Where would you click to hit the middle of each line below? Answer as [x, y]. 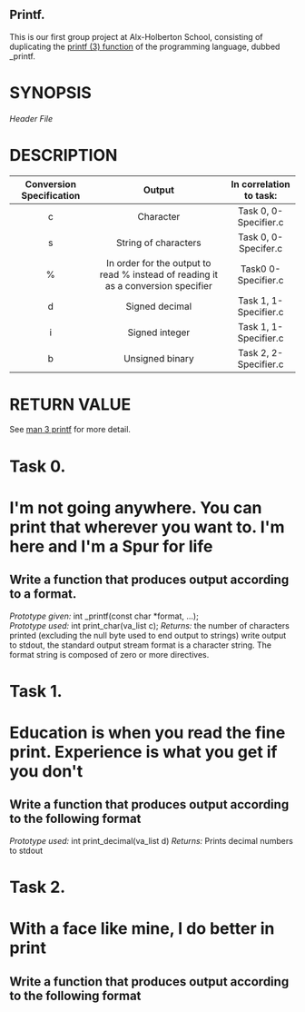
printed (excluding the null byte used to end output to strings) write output [148, 635]
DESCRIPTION [64, 155]
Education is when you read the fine [148, 733]
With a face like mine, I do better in [142, 929]
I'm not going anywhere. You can [136, 507]
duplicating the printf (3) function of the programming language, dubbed [145, 46]
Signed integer [159, 332]
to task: [261, 195]
